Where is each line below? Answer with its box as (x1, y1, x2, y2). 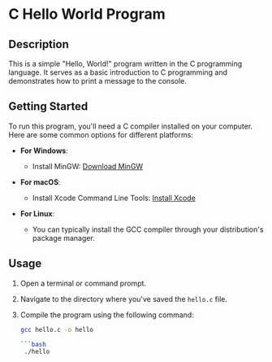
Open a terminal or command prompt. (19, 278, 147, 288)
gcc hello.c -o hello (19, 325, 93, 334)
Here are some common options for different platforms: (8, 129, 193, 139)
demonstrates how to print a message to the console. (8, 76, 187, 85)
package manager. (32, 233, 95, 242)
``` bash (19, 340, 46, 348)
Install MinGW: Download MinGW (32, 161, 144, 171)
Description (8, 37, 69, 51)
